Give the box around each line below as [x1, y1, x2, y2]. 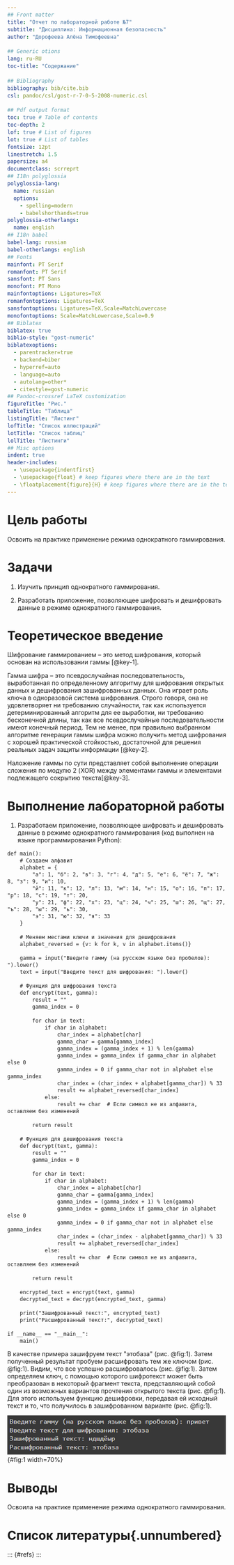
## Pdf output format [7, 107, 70, 114]
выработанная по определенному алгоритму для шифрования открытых [7, 679, 224, 687]
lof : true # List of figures [7, 129, 92, 136]
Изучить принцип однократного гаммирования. [17, 582, 160, 591]
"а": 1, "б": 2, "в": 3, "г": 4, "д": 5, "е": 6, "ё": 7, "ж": [32, 871, 219, 879]
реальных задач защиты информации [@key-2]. [7, 746, 150, 754]
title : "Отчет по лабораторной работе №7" [7, 18, 132, 26]
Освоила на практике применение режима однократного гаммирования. [7, 1503, 226, 1511]
